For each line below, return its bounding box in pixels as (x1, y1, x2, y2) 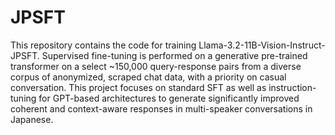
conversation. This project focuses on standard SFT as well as (10, 81, 267, 93)
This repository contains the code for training (10, 39, 197, 51)
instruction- (268, 81, 317, 93)
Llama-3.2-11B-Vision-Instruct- (198, 39, 326, 51)
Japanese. (10, 113, 54, 125)
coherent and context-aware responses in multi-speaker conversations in (10, 102, 313, 115)
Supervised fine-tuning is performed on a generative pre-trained (41, 49, 308, 61)
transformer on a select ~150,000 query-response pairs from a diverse (10, 60, 302, 72)
